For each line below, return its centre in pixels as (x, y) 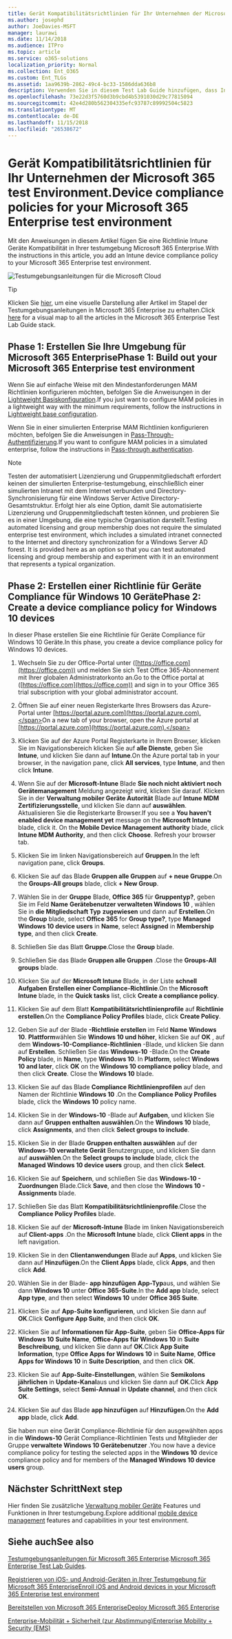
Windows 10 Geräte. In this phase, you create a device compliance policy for (115, 642)
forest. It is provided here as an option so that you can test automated (107, 550)
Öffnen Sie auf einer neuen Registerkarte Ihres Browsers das (104, 705)
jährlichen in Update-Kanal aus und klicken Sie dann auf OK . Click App (118, 1382)
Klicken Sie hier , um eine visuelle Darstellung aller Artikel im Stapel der (108, 303)
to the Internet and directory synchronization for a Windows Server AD (108, 542)
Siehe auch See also (51, 1542)
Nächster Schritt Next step (65, 1489)
